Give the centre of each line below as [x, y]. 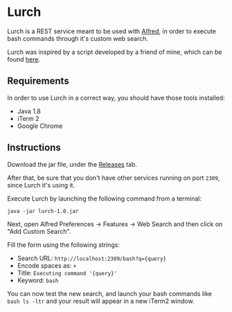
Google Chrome [40, 126]
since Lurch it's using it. [41, 185]
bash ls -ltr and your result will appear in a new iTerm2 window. [101, 301]
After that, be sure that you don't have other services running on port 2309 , [114, 178]
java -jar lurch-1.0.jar [43, 211]
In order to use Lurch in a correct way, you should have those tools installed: [116, 98]
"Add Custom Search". [39, 231]
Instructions [34, 148]
